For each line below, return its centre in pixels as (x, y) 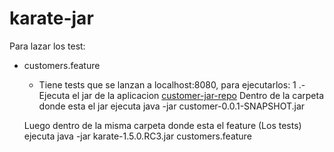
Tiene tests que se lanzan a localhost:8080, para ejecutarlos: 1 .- (172, 84)
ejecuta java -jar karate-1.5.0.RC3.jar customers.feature (137, 136)
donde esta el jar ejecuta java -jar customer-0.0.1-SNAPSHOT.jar (172, 106)
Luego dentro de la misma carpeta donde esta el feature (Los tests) (162, 125)
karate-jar (51, 18)
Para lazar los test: (47, 46)
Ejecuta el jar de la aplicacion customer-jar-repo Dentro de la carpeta (181, 95)
